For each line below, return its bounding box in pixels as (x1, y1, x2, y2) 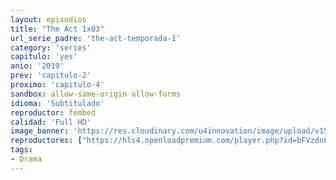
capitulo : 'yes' (10, 52, 78, 62)
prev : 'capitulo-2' (10, 71, 92, 81)
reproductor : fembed (10, 107, 97, 118)
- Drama (10, 154, 43, 164)
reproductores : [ (10, 136, 83, 146)
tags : (10, 145, 33, 155)
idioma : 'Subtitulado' (10, 98, 105, 108)
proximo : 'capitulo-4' (10, 80, 105, 90)
